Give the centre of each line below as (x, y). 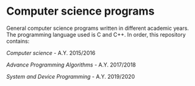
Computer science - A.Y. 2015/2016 (51, 52)
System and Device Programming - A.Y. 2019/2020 (71, 76)
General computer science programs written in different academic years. (97, 28)
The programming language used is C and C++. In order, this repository (96, 34)
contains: (18, 41)
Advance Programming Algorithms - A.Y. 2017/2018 (71, 65)
